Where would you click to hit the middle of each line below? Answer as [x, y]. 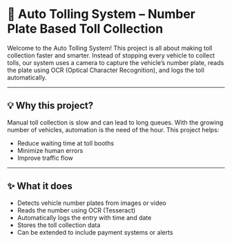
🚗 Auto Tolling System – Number [101, 14]
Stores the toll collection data [59, 225]
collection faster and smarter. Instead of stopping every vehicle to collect [111, 55]
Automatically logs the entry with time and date [84, 217]
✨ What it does [40, 186]
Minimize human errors [50, 150]
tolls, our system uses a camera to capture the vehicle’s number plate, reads [116, 62]
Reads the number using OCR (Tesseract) [76, 210]
